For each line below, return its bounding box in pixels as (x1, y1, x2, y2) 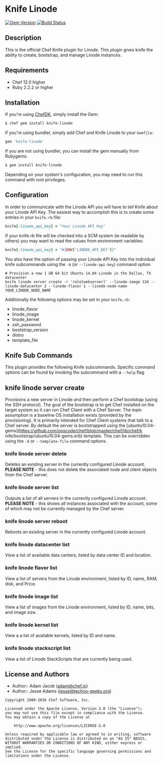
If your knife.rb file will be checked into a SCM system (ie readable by (5, 232, 145, 238)
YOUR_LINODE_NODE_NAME (5, 288, 51, 293)
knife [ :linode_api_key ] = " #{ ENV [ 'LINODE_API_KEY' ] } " (5, 247, 117, 252)
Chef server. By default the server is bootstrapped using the (5, 423, 126, 428)
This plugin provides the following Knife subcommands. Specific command (5, 364, 155, 370)
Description (5, 34, 41, 42)
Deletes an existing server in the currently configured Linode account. (5, 461, 145, 468)
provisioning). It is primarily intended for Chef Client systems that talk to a (5, 417, 153, 424)
